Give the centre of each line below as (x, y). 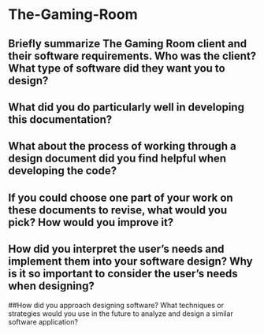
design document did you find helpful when (117, 159)
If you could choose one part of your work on (121, 197)
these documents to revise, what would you (117, 210)
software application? (43, 321)
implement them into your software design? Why (131, 262)
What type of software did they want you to (117, 68)
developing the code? (62, 171)
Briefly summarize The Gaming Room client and (128, 44)
